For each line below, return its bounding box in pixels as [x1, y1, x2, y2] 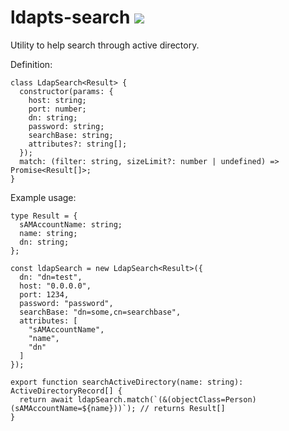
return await [19, 394, 74, 405]
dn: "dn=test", [19, 272, 83, 282]
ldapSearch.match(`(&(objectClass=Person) [77, 394, 257, 405]
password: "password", [19, 298, 114, 308]
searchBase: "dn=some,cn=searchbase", [19, 307, 182, 317]
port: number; [28, 104, 87, 114]
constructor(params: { [19, 86, 114, 96]
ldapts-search [10, 6, 131, 29]
